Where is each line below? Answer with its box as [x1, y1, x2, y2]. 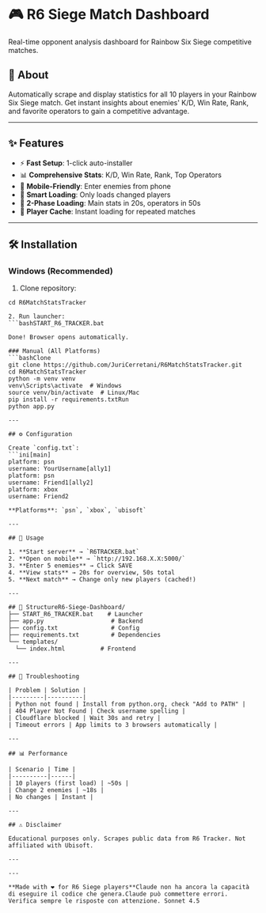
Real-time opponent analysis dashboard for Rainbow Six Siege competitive [8, 36, 252, 47]
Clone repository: [19, 283, 77, 293]
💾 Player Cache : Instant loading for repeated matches [19, 206, 196, 216]
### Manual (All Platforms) [8, 347, 101, 355]
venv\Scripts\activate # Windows [8, 382, 123, 390]
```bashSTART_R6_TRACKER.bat [8, 320, 104, 328]
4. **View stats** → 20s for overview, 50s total [8, 569, 176, 577]
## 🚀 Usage [8, 534, 44, 542]
